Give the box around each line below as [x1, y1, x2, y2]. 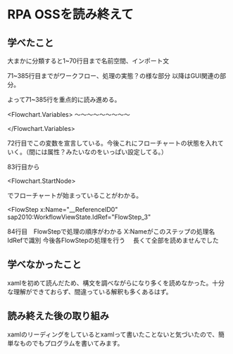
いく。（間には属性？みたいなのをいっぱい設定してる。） [7, 148, 168, 156]
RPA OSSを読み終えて [7, 6, 134, 23]
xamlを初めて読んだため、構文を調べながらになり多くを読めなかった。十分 [7, 279, 225, 287]
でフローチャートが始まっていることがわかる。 [7, 191, 143, 199]
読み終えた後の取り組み [7, 310, 109, 322]
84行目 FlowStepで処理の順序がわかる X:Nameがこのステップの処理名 [7, 227, 215, 236]
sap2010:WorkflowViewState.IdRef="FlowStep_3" [7, 213, 151, 221]
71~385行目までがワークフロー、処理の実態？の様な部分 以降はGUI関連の [7, 72, 220, 80]
